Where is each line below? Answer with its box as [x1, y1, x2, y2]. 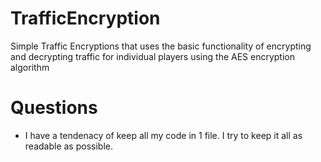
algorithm [10, 61, 50, 73]
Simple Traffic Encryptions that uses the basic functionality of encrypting [10, 40, 312, 52]
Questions [10, 97, 98, 119]
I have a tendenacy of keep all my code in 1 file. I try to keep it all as [24, 129, 303, 141]
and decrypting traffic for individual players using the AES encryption [10, 50, 295, 62]
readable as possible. [24, 140, 113, 152]
